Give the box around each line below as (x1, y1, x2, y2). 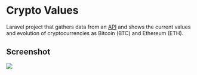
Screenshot (6, 47, 51, 57)
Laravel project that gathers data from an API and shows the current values (6, 23, 191, 30)
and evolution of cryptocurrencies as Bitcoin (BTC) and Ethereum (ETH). (6, 29, 184, 36)
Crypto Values (6, 4, 79, 17)
